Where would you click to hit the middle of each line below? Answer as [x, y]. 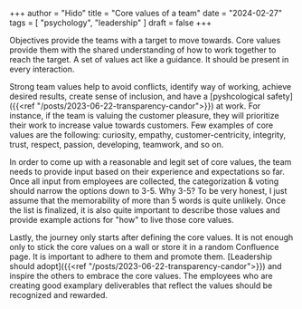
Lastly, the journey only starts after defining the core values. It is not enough [151, 237]
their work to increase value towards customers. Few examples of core [142, 125]
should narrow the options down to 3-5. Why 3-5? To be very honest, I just [148, 191]
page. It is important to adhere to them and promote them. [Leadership [141, 256]
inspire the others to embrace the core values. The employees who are [141, 276]
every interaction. [42, 69]
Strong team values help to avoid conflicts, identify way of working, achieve [151, 87]
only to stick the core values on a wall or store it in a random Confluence [144, 247]
